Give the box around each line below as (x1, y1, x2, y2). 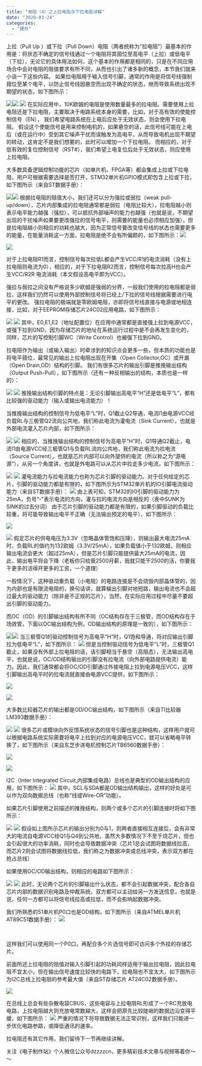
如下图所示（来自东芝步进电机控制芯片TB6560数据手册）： (22, 741, 166, 749)
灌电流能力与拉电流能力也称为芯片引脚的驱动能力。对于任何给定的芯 (20, 473, 190, 480)
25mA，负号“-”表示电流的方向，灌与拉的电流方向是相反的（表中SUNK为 (6, 496, 185, 503)
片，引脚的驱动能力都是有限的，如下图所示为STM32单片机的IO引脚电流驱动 (6, 481, 194, 488)
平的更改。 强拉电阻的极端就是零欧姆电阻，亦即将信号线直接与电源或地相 (6, 298, 187, 306)
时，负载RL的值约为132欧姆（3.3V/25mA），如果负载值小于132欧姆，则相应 (6, 542, 192, 549)
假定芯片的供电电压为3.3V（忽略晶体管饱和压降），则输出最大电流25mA (13, 535, 190, 542)
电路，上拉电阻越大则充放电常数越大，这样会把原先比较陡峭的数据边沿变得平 (6, 1007, 196, 1014)
